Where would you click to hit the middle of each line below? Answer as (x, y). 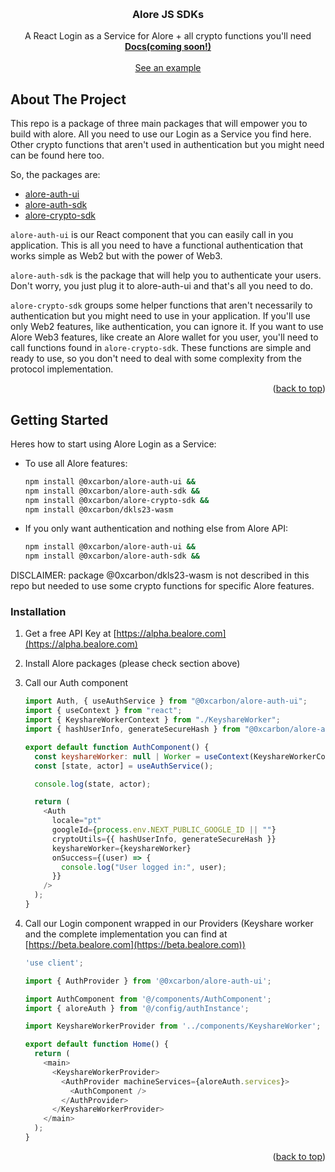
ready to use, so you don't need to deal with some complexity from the (156, 359)
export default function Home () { (96, 1044)
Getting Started (59, 419)
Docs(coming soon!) (168, 47)
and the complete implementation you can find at (126, 934)
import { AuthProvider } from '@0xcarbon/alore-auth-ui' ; (148, 981)
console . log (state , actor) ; (93, 784)
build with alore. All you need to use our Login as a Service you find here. (161, 134)
